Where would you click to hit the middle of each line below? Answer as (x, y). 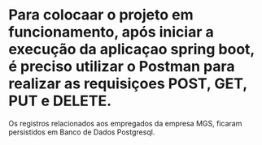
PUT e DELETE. (60, 101)
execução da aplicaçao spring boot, (131, 49)
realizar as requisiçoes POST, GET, (128, 84)
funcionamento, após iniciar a (111, 32)
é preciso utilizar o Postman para (122, 67)
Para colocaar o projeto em (101, 15)
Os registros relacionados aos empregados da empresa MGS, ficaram (125, 123)
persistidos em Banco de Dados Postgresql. (82, 132)
